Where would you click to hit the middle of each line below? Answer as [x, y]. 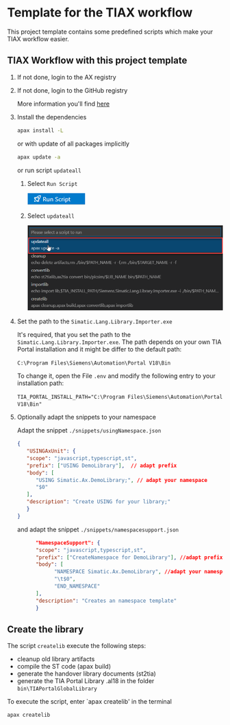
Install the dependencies [52, 117]
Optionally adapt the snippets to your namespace [86, 417]
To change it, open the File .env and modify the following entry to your [116, 376]
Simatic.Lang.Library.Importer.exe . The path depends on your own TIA [119, 342]
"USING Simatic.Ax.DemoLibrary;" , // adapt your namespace [121, 480]
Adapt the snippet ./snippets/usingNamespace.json [89, 430]
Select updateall [51, 216]
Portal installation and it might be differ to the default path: [99, 349]
